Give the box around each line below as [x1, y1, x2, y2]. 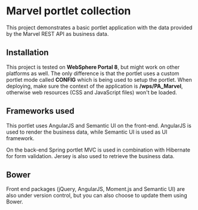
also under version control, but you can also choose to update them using [6, 192, 187, 199]
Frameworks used [6, 106, 75, 116]
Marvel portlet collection [6, 4, 131, 18]
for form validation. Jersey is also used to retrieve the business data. [6, 152, 175, 159]
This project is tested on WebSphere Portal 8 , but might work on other [6, 63, 180, 70]
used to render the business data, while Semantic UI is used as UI [6, 128, 168, 135]
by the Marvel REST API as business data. [6, 30, 109, 37]
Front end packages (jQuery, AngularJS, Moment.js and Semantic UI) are [6, 186, 185, 193]
